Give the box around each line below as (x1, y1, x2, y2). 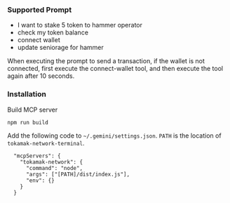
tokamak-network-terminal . (7, 138, 85, 147)
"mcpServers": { (13, 152, 61, 159)
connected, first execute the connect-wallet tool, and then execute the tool (7, 65, 223, 73)
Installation (7, 89, 47, 99)
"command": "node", (25, 164, 83, 171)
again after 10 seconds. (7, 72, 75, 80)
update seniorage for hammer (17, 44, 104, 52)
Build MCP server (7, 105, 58, 114)
